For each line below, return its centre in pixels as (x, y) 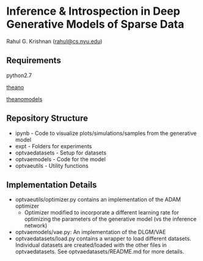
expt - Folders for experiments (54, 146)
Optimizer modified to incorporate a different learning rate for (102, 213)
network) (36, 225)
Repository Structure (47, 119)
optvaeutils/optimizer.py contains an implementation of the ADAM (98, 200)
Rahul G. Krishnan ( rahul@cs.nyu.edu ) (54, 41)
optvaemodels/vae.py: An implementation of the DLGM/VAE (90, 232)
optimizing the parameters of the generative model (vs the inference (110, 219)
